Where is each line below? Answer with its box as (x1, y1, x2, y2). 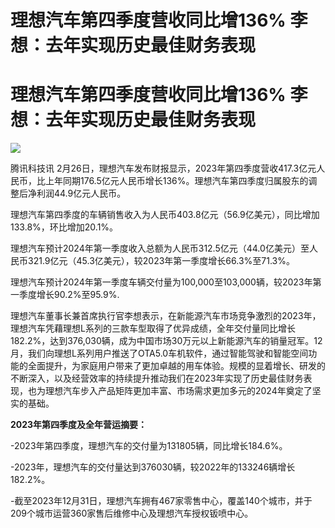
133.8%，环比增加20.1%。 (10, 221, 119, 233)
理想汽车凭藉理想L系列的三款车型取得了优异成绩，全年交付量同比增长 (10, 322, 296, 335)
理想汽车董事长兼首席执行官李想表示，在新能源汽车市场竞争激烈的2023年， (10, 310, 322, 322)
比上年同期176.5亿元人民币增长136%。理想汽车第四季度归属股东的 (36, 175, 309, 187)
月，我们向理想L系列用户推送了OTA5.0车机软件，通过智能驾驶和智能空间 (10, 347, 309, 360)
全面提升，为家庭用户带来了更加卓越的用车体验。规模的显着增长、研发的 (27, 360, 326, 372)
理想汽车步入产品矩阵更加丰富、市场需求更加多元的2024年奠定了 (44, 385, 313, 397)
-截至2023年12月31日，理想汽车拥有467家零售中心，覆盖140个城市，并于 (10, 495, 313, 507)
